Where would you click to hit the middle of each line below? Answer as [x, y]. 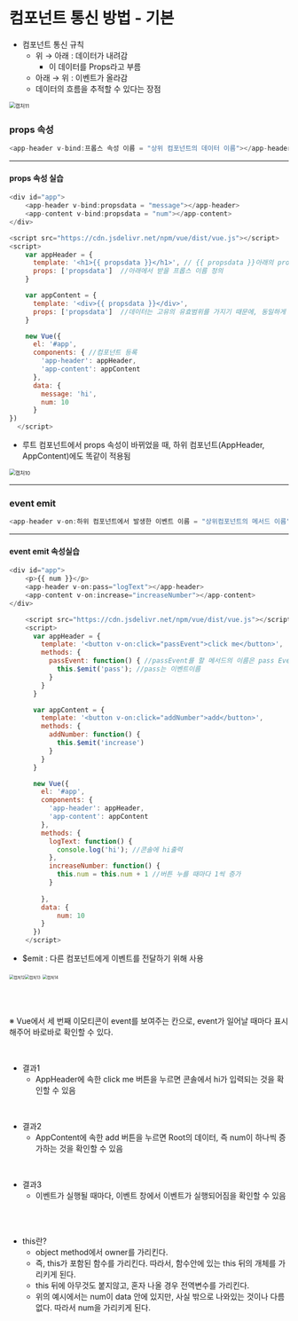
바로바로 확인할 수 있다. [73, 1032]
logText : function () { [90, 841]
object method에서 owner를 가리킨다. [102, 1253]
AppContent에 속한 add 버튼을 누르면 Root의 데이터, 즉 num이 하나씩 [156, 1137]
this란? [34, 1241]
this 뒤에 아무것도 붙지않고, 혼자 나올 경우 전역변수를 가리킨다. [142, 1286]
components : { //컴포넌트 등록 [85, 353]
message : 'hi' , [69, 394]
